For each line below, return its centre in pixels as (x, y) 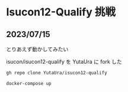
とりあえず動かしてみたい (37, 49)
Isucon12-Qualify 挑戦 (61, 12)
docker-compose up (29, 83)
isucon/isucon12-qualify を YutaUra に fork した (64, 62)
